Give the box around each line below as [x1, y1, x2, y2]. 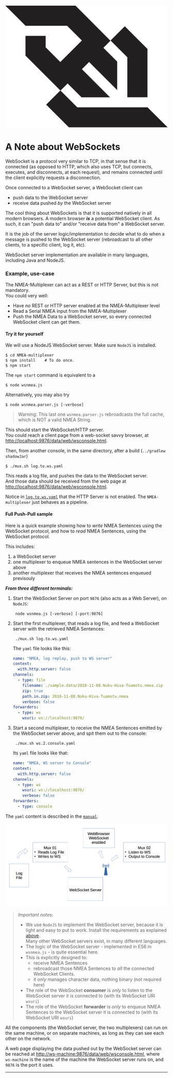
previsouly [12, 575, 35, 581]
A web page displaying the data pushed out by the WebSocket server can [5, 1046, 162, 1052]
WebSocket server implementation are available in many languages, [5, 252, 149, 258]
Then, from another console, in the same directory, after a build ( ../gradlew [5, 448, 166, 454]
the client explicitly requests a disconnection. [5, 174, 101, 181]
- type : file [18, 678, 46, 683]
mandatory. [5, 287, 30, 293]
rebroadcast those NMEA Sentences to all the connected [33, 965, 154, 971]
